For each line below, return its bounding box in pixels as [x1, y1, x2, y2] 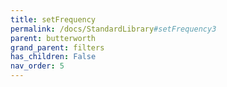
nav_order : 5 [10, 61, 65, 71]
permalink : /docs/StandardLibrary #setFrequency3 [10, 24, 217, 34]
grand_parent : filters [10, 42, 105, 53]
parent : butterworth [10, 33, 97, 43]
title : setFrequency [10, 14, 97, 25]
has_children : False [10, 52, 97, 62]
